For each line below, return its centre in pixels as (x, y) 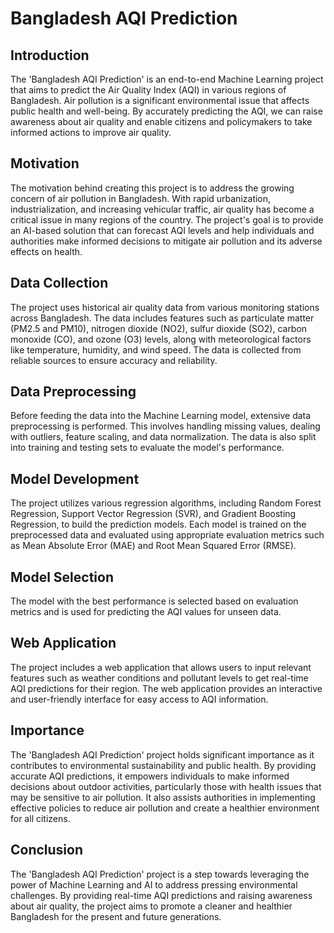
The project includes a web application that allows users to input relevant (161, 667)
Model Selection (62, 577)
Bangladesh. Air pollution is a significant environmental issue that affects (160, 100)
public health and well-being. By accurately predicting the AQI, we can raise (166, 111)
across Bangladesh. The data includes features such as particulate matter (162, 318)
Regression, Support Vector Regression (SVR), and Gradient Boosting (153, 514)
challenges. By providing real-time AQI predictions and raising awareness (161, 895)
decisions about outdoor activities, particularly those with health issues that (166, 786)
